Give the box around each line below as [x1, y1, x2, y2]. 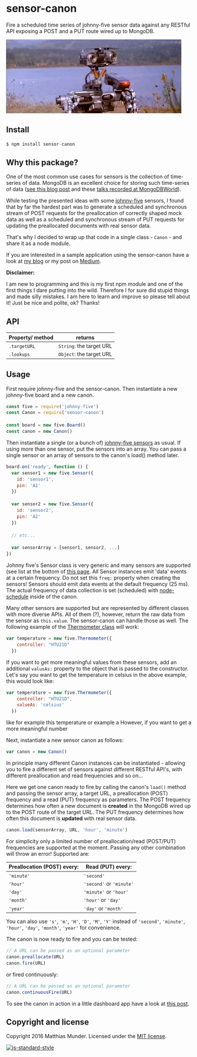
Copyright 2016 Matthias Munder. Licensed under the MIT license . [6, 1033, 167, 1040]
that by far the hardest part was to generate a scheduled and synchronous [6, 203, 187, 211]
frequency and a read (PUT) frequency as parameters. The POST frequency [6, 796, 191, 803]
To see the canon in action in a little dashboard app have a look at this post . [6, 1000, 190, 1007]
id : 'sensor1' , [17, 476, 54, 482]
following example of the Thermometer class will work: [6, 624, 140, 631]
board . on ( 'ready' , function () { [6, 464, 88, 469]
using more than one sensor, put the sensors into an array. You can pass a [6, 445, 187, 452]
